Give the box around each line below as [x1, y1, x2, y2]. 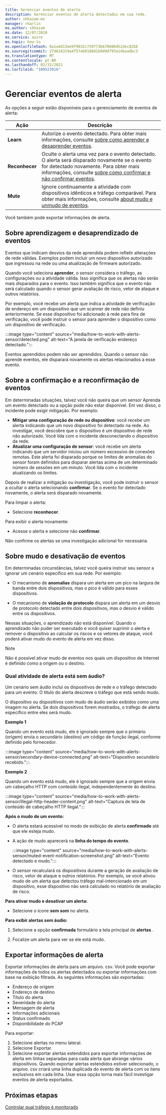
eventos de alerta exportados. [12, 1077, 74, 1083]
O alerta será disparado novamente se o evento [41, 156, 152, 163]
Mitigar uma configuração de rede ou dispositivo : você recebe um [12, 417, 150, 423]
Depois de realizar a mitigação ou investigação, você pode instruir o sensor [5, 479, 159, 485]
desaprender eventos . [41, 142, 93, 149]
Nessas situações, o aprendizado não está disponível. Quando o [5, 620, 136, 626]
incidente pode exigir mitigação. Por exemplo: [5, 407, 99, 413]
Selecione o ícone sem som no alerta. [12, 908, 90, 914]
